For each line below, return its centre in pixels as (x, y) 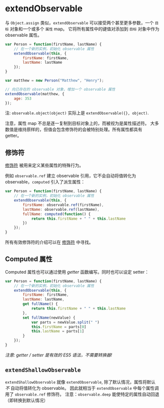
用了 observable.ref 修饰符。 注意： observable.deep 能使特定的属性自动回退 (82, 394)
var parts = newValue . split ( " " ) (65, 322)
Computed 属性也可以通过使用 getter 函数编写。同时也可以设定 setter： (77, 272)
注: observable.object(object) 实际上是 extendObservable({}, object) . (77, 113)
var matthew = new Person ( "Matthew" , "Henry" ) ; (55, 81)
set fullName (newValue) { (49, 318)
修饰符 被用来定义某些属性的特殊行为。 (44, 165)
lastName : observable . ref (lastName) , (61, 209)
